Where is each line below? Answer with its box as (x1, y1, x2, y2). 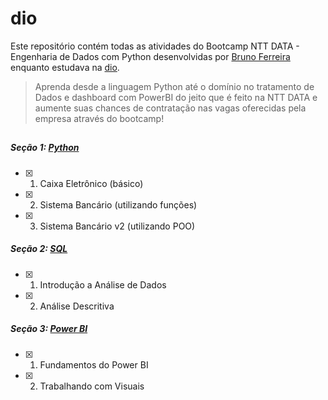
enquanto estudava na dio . (10, 61, 120, 73)
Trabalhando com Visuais (39, 380, 145, 392)
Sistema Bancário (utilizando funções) (39, 198, 198, 211)
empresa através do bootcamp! (34, 112, 165, 124)
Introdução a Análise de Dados (39, 278, 167, 291)
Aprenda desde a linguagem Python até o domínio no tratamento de (34, 80, 315, 92)
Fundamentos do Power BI (39, 358, 149, 371)
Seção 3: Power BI (10, 323, 88, 335)
